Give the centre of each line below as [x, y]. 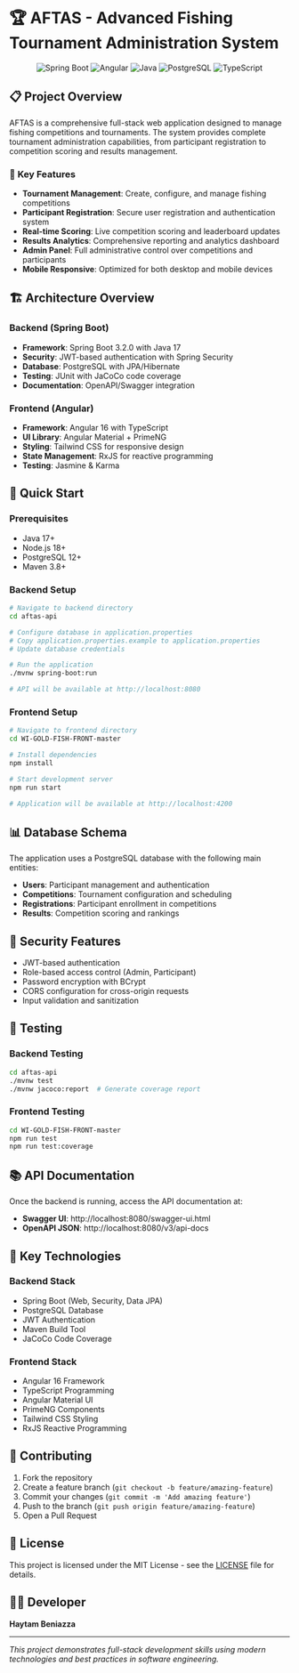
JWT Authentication [59, 1320]
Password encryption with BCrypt [84, 982]
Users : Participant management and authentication [116, 885]
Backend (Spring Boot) [59, 328]
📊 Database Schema [68, 832]
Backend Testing [46, 1054]
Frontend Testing [47, 1111]
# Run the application [51, 665]
